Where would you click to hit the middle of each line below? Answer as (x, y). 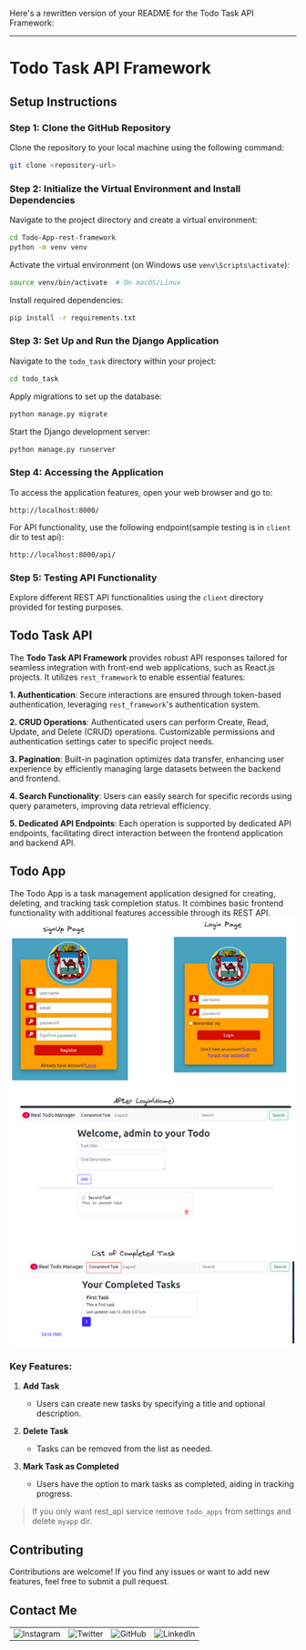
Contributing (46, 1549)
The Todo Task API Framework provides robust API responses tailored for (149, 657)
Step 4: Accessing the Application (87, 473)
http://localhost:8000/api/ (63, 555)
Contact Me (43, 1610)
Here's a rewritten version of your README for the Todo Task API (132, 13)
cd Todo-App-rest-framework (63, 238)
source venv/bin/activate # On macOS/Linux (95, 282)
